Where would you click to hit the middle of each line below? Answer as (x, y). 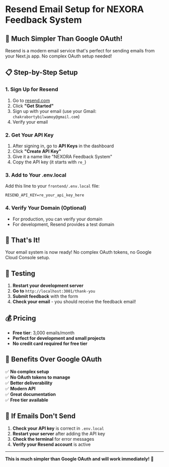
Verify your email (30, 122)
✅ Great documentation (31, 394)
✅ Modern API (20, 388)
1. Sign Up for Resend (32, 89)
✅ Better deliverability (29, 383)
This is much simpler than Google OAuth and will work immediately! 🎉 (79, 459)
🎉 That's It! (23, 240)
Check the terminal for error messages (53, 439)
